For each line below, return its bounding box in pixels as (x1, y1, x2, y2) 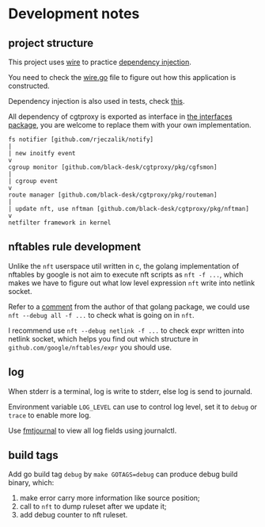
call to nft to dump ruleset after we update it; (19, 502, 167, 511)
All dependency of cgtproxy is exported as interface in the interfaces (8, 112, 233, 121)
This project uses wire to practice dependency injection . (8, 57, 191, 67)
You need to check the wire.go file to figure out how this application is (8, 73, 237, 82)
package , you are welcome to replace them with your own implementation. (8, 120, 252, 129)
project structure (8, 36, 94, 50)
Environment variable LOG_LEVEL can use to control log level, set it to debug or (8, 402, 258, 411)
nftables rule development (8, 240, 141, 254)
